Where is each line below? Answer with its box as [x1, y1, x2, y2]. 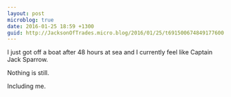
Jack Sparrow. [7, 56, 48, 64]
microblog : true [7, 17, 54, 23]
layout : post [7, 10, 45, 17]
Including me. [7, 82, 46, 90]
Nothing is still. [7, 69, 50, 77]
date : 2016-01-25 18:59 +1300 [7, 23, 95, 30]
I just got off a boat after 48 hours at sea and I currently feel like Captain [7, 48, 213, 56]
